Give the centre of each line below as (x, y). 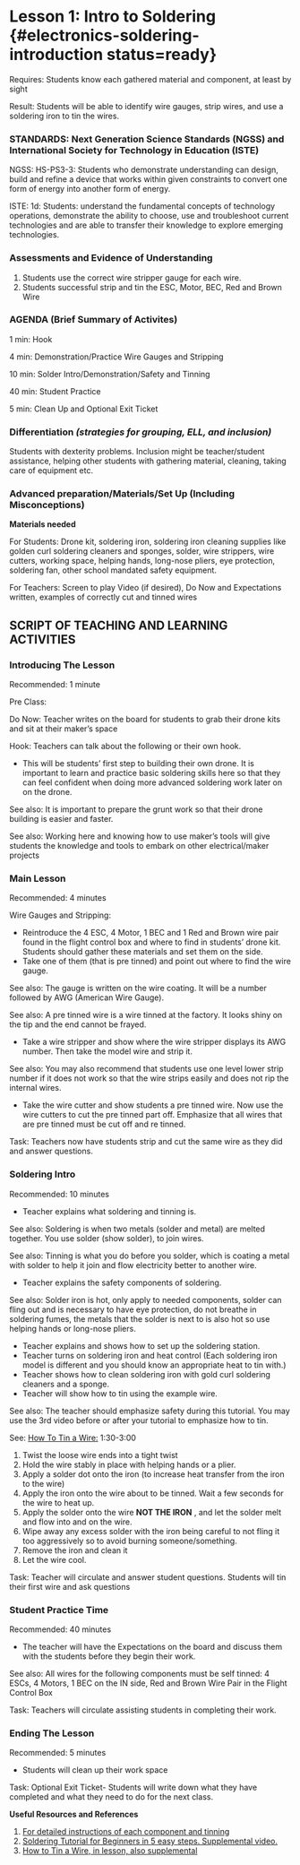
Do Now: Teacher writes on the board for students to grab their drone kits (145, 720)
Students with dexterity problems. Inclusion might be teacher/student (137, 452)
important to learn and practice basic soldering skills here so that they (151, 773)
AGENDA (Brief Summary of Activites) (94, 320)
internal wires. (35, 1088)
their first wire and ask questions (70, 1586)
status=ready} (162, 55)
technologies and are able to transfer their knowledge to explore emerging (146, 225)
